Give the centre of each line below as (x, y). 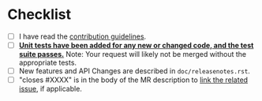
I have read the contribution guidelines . (82, 36)
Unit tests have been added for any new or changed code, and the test (136, 45)
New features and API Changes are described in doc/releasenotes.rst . (134, 71)
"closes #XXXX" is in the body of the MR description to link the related (133, 80)
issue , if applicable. (50, 89)
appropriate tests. (47, 63)
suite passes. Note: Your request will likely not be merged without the (132, 54)
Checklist (39, 15)
